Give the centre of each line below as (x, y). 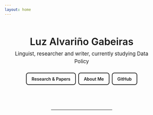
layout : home (18, 10)
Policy (82, 61)
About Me (94, 79)
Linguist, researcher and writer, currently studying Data (82, 53)
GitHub (124, 79)
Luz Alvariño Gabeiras (82, 42)
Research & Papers (51, 79)
